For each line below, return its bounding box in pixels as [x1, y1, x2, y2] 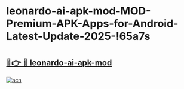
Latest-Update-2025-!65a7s [6, 30, 151, 43]
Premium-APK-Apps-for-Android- [6, 17, 179, 30]
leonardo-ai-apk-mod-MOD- [6, 4, 151, 18]
